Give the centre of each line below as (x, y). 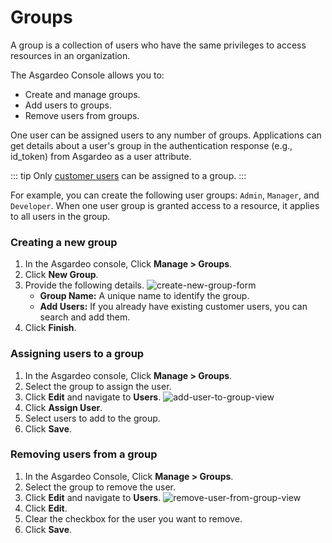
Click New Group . (61, 275)
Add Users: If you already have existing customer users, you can (173, 307)
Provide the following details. (84, 285)
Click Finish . (50, 328)
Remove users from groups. (82, 115)
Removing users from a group (84, 454)
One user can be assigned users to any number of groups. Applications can (166, 135)
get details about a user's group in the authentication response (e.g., (151, 145)
